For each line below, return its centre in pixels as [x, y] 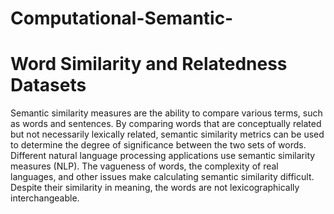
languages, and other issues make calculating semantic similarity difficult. [162, 177]
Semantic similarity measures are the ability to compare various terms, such [166, 113]
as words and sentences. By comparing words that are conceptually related [166, 124]
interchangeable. [45, 198]
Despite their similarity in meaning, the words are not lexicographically [155, 188]
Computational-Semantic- [122, 18]
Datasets [48, 85]
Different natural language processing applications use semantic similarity [163, 156]
